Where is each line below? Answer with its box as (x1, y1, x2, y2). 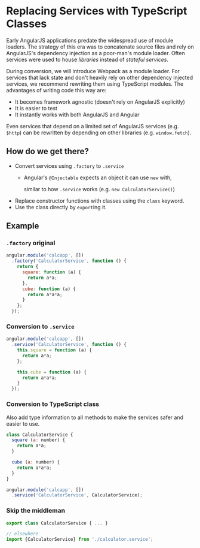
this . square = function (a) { (17, 347, 93, 353)
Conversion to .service (6, 322, 75, 330)
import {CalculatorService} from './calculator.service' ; (6, 537, 153, 543)
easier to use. (6, 420, 40, 427)
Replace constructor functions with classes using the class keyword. (14, 197, 184, 204)
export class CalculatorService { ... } (6, 520, 109, 526)
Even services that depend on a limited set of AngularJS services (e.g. (6, 122, 179, 130)
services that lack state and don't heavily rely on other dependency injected (6, 74, 193, 81)
